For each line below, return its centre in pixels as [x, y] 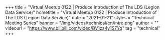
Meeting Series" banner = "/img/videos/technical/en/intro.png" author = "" [82, 23]
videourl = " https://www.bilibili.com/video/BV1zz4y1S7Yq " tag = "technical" [83, 28]
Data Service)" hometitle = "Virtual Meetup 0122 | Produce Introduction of [81, 12]
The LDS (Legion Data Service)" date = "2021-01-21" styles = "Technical [80, 18]
